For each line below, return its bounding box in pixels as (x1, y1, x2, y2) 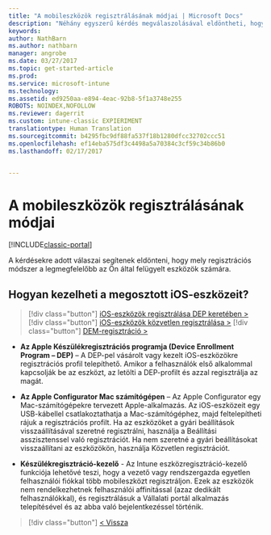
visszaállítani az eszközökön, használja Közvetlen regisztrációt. (19, 444, 231, 453)
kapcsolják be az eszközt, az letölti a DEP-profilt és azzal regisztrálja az (19, 368, 258, 377)
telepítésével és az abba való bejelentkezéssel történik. (19, 502, 204, 512)
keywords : (8, 27, 42, 35)
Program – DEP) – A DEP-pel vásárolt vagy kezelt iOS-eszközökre (19, 351, 239, 360)
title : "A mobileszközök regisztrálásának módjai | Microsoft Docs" (8, 11, 244, 20)
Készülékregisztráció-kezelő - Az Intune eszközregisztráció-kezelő (19, 459, 248, 469)
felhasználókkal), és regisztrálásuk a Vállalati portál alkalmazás (19, 494, 230, 503)
